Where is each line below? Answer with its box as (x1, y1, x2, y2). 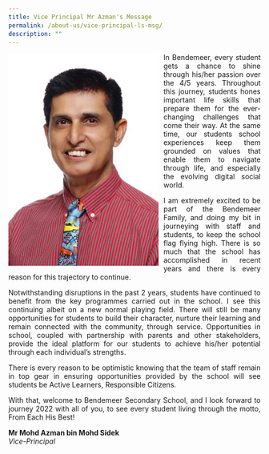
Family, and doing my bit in (163, 213, 261, 223)
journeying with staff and (163, 221, 261, 231)
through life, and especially (163, 163, 261, 173)
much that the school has (163, 247, 261, 256)
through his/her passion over (163, 70, 261, 79)
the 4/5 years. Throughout (163, 78, 261, 88)
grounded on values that (163, 147, 261, 156)
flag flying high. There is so (163, 239, 261, 248)
